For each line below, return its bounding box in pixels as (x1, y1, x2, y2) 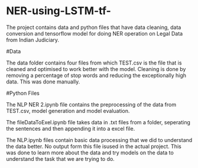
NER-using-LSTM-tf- (6, 4, 111, 18)
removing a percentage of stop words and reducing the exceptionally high (6, 72, 187, 79)
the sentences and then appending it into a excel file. (6, 125, 135, 132)
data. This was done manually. (6, 78, 80, 85)
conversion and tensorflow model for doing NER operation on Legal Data (6, 30, 183, 37)
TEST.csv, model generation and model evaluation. (6, 107, 130, 114)
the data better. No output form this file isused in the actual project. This (6, 143, 181, 150)
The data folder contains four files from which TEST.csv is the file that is (6, 59, 182, 66)
